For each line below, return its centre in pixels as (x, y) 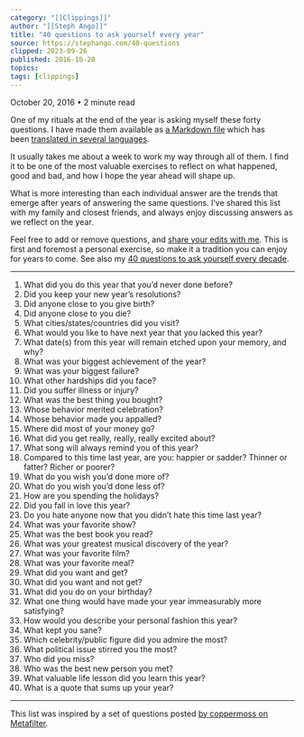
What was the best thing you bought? (93, 399)
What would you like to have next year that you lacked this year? (143, 332)
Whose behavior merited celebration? (93, 409)
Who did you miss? (59, 658)
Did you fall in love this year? (77, 505)
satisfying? (43, 611)
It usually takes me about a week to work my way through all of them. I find (150, 156)
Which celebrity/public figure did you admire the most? (125, 639)
